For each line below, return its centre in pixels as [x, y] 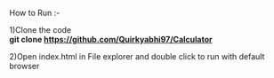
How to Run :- [35, 13]
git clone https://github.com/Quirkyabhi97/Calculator [111, 39]
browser [24, 66]
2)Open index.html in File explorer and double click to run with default [137, 56]
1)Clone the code [40, 30]
